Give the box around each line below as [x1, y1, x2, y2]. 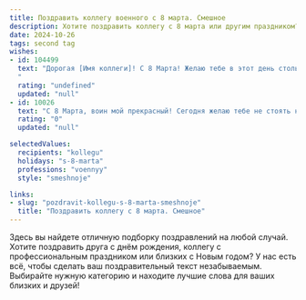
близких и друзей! [9, 280, 80, 291]
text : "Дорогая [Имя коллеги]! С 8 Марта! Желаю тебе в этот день [17, 65, 275, 74]
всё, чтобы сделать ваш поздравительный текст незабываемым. [9, 261, 262, 271]
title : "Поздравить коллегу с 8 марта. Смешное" [17, 206, 206, 216]
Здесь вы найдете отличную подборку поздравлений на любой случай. [9, 232, 289, 242]
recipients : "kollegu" [17, 148, 104, 157]
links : [9, 190, 35, 199]
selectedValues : [9, 140, 71, 149]
